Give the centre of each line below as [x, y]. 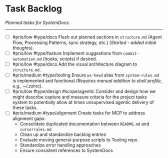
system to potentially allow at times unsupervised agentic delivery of [83, 102]
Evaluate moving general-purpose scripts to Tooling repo [78, 140]
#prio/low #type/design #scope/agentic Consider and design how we [84, 91]
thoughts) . [23, 48]
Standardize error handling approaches [60, 145]
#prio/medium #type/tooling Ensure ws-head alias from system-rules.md [86, 75]
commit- [131, 53]
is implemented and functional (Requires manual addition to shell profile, [87, 81]
